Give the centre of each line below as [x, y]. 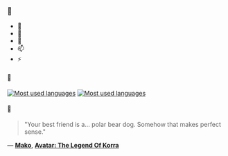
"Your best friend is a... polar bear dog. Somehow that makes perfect [123, 124]
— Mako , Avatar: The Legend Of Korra [63, 145]
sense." [35, 132]
